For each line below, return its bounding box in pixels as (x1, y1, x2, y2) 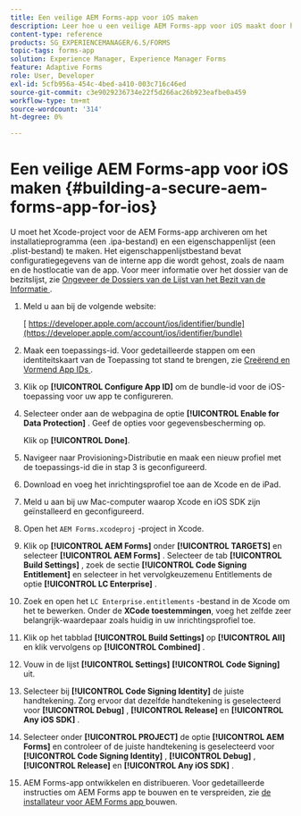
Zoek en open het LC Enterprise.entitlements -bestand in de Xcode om (22, 596, 290, 607)
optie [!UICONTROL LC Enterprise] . (22, 578, 157, 590)
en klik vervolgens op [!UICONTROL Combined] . (22, 642, 205, 652)
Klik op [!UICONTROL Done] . (22, 435, 130, 446)
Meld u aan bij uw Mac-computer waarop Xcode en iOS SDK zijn (22, 497, 261, 508)
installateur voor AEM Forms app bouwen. (22, 796, 178, 807)
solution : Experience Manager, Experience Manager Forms (10, 55, 227, 63)
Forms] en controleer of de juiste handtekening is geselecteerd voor (22, 741, 275, 752)
